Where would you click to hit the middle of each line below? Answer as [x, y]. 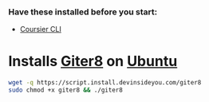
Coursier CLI [41, 29]
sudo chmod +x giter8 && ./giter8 [66, 90]
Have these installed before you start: [83, 12]
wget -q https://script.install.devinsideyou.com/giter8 [105, 83]
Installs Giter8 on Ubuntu [93, 61]
